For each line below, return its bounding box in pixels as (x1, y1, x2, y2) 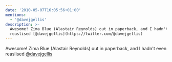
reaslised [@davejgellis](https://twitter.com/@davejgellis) (10, 31, 143, 36)
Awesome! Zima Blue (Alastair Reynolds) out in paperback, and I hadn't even (5, 46, 167, 51)
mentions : (5, 12, 27, 17)
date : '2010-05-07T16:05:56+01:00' (5, 7, 81, 13)
